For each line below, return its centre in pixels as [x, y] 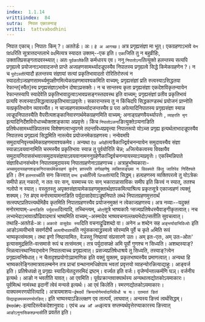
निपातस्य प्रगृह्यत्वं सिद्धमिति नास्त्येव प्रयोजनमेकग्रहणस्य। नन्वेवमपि [68, 135]
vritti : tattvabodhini [37, 29]
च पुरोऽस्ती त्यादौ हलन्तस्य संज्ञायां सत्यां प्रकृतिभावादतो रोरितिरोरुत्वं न [70, 74]
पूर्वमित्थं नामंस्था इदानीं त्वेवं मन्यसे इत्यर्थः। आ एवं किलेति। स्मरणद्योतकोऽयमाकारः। [85, 285]
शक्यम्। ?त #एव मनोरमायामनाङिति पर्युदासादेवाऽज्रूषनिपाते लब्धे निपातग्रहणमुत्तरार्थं [83, 196]
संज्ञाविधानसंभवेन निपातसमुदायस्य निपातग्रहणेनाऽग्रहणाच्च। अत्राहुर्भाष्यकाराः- [78, 163]
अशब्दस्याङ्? [181, 244]
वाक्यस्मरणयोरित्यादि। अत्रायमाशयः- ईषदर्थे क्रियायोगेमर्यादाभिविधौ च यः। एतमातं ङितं [82, 292]
